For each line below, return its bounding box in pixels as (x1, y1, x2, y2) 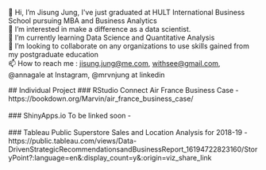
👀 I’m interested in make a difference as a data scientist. (8, 25, 191, 33)
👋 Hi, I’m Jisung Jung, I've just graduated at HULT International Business (8, 8, 245, 17)
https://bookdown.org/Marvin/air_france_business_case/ (8, 94, 194, 103)
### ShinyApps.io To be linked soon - (8, 111, 131, 120)
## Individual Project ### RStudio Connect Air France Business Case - (8, 86, 240, 95)
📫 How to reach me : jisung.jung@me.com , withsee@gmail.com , (8, 59, 221, 68)
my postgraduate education (8, 50, 99, 59)
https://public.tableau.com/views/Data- (8, 136, 137, 145)
